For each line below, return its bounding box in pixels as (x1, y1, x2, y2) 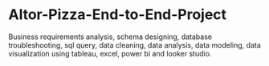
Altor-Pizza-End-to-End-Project (8, 6, 227, 24)
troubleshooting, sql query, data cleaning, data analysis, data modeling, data (8, 40, 261, 49)
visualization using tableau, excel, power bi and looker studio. (8, 49, 212, 58)
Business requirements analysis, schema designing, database (8, 32, 213, 41)
